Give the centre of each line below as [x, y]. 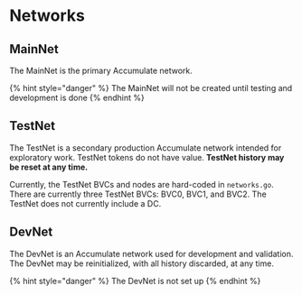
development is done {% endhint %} [77, 97]
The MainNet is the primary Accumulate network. [101, 70]
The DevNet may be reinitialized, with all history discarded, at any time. [142, 263]
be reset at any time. [49, 167]
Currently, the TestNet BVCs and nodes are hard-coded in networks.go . [142, 184]
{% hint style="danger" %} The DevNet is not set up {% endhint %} [135, 281]
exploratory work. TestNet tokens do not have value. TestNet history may [147, 157]
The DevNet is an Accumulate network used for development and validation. [151, 254]
